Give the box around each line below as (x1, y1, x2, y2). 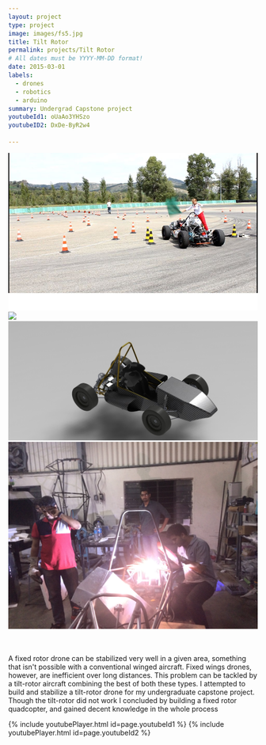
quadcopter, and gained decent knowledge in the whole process (8, 704, 218, 713)
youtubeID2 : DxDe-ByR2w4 (8, 121, 90, 130)
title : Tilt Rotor (8, 38, 69, 46)
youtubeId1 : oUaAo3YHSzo (8, 113, 90, 121)
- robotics (15, 88, 51, 96)
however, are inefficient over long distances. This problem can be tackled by (8, 670, 257, 680)
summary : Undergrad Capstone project (8, 105, 133, 112)
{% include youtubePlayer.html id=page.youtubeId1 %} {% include (8, 719, 224, 728)
